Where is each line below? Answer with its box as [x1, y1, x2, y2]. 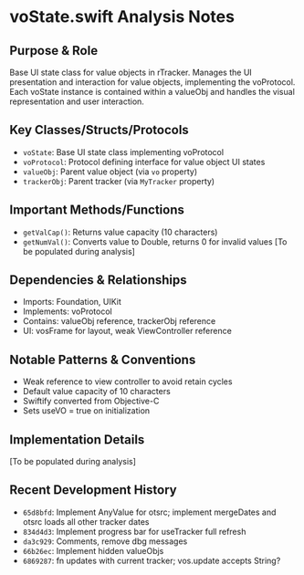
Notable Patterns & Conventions [9, 351, 196, 367]
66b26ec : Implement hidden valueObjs [22, 545, 164, 556]
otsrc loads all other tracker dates [22, 516, 150, 527]
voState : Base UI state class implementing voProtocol [22, 146, 225, 157]
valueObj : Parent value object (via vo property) [22, 166, 198, 177]
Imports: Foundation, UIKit [22, 297, 121, 308]
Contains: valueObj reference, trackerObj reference [22, 316, 216, 327]
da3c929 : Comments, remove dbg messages [22, 536, 188, 547]
